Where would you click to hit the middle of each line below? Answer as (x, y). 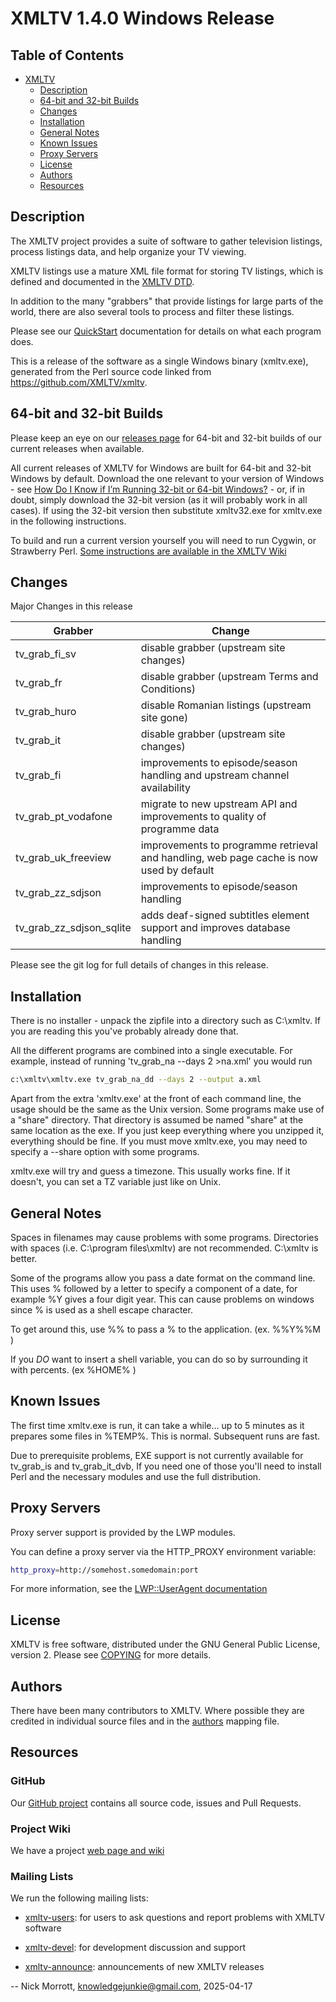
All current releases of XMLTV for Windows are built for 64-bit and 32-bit (161, 468)
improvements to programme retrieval (229, 845)
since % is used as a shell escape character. (101, 1309)
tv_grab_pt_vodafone (64, 817)
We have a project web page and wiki (87, 1851)
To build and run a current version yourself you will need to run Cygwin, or (163, 540)
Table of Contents (67, 55)
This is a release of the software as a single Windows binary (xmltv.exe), (159, 361)
